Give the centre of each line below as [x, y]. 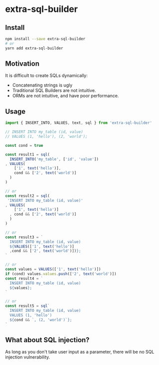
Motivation [22, 64]
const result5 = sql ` [28, 306]
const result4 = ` [24, 278]
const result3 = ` [24, 237]
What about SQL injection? [47, 340]
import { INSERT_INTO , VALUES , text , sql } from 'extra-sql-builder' [79, 123]
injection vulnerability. [28, 357]
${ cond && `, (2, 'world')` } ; [41, 320]
